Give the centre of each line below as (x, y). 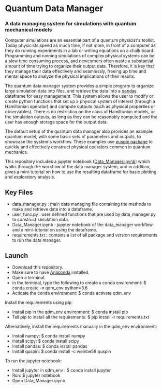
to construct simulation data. (40, 220)
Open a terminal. (29, 278)
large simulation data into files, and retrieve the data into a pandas (71, 91)
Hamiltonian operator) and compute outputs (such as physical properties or (80, 106)
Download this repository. (38, 267)
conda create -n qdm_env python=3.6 (50, 288)
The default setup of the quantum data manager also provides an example (79, 131)
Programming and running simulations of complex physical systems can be (80, 56)
